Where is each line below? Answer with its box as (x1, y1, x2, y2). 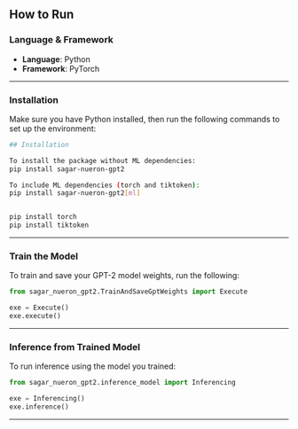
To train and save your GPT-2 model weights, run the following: (9, 270, 239, 281)
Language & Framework (9, 34, 114, 46)
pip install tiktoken (9, 221, 90, 230)
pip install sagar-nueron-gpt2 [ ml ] (9, 189, 141, 198)
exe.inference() (9, 402, 69, 411)
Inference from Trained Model (9, 340, 140, 353)
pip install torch (9, 213, 77, 222)
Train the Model (9, 250, 79, 262)
